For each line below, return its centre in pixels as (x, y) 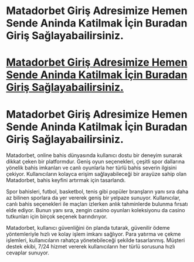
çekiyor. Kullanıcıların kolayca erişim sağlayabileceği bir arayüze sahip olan (96, 174)
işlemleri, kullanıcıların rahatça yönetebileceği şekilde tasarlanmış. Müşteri (96, 240)
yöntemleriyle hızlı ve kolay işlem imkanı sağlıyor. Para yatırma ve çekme (93, 234)
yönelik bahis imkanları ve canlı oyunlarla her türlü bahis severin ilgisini (91, 168)
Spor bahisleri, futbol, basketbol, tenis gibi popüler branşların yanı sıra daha (97, 192)
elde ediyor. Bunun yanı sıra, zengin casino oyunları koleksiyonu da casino (96, 210)
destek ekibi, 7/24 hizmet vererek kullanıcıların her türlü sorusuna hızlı (91, 247)
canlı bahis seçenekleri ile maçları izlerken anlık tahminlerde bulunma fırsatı (97, 204)
